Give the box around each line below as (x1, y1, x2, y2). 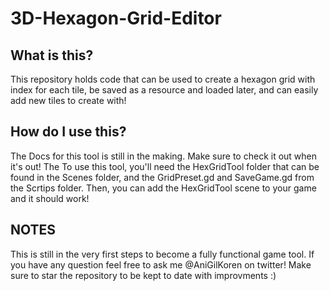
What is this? (10, 47, 94, 64)
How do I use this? (10, 123, 127, 141)
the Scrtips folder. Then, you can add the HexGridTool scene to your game (10, 182, 317, 194)
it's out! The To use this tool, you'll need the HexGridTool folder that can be (10, 160, 320, 172)
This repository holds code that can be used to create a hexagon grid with (10, 73, 316, 85)
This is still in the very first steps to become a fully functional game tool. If (10, 248, 315, 260)
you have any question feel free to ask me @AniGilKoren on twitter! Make (10, 258, 312, 271)
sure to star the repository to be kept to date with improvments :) (10, 269, 277, 281)
